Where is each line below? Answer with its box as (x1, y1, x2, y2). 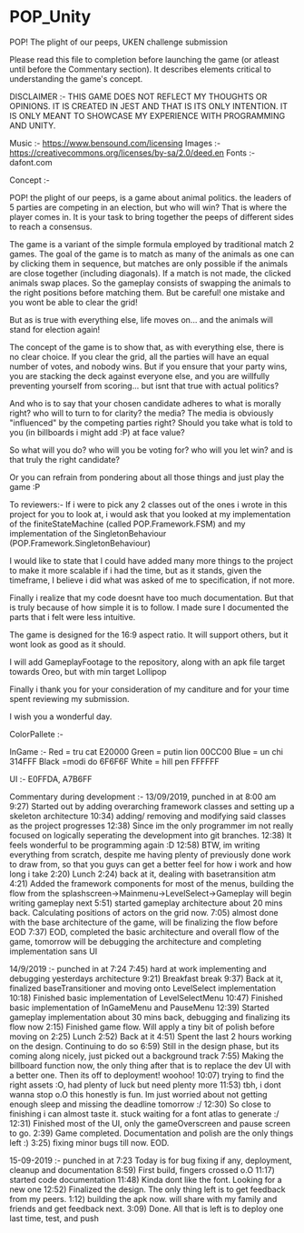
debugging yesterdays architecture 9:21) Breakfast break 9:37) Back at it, (9, 973, 283, 984)
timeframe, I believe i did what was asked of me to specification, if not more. (9, 575, 295, 586)
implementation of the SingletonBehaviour (9, 527, 167, 538)
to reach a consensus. (9, 221, 93, 232)
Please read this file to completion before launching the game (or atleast (9, 54, 279, 65)
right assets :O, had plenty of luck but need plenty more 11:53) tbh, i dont (9, 1079, 281, 1090)
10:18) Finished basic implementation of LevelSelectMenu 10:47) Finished (9, 992, 283, 1003)
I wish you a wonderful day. (9, 711, 113, 722)
